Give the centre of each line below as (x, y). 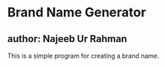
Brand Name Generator (77, 12)
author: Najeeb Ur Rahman (67, 39)
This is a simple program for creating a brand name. (83, 56)
